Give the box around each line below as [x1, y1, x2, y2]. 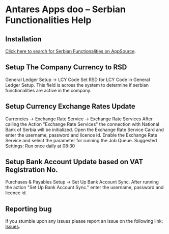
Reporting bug [5, 204, 52, 213]
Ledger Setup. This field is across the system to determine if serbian [5, 82, 149, 88]
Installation [5, 35, 42, 43]
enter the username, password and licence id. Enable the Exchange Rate [5, 132, 158, 138]
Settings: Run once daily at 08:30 [5, 143, 75, 149]
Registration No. [5, 166, 59, 174]
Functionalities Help [5, 14, 92, 26]
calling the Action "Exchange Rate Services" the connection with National [5, 121, 159, 127]
